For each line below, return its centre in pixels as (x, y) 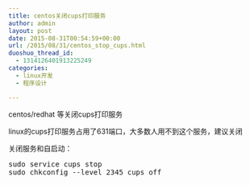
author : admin (32, 23)
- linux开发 (35, 76)
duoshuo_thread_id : (41, 53)
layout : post (30, 31)
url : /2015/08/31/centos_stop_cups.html (77, 46)
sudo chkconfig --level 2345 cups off (85, 172)
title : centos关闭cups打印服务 (57, 16)
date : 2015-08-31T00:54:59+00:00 (65, 38)
